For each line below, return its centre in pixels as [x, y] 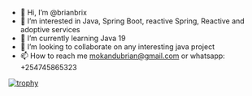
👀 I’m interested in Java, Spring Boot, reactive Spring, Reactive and [133, 21]
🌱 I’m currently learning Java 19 [73, 38]
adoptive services [50, 29]
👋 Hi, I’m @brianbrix [54, 13]
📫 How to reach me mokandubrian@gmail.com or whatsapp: [122, 56]
